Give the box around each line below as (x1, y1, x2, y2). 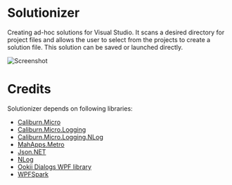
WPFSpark (17, 170, 49, 178)
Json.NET (17, 147, 46, 156)
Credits (7, 81, 51, 97)
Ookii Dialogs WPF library (17, 163, 92, 171)
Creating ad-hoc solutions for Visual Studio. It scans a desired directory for (7, 28, 225, 36)
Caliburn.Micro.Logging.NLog (17, 132, 104, 141)
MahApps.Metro (17, 140, 65, 149)
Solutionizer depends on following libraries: (7, 104, 133, 113)
